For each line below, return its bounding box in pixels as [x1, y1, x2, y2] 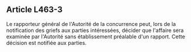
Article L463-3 [6, 5, 63, 15]
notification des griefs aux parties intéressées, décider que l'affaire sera [6, 27, 184, 34]
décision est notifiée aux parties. [6, 39, 87, 46]
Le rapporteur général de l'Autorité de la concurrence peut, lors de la [6, 20, 176, 27]
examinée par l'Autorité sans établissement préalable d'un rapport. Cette [6, 32, 186, 40]
